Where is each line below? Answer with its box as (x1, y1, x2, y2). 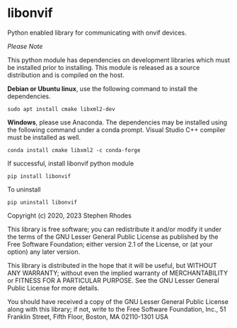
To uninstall (7, 185, 41, 194)
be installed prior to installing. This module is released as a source (7, 63, 200, 71)
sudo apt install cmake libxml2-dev (7, 105, 115, 112)
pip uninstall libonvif (7, 199, 78, 206)
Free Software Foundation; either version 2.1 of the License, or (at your (7, 240, 213, 248)
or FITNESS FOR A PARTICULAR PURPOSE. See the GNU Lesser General (7, 276, 219, 284)
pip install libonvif (7, 172, 71, 180)
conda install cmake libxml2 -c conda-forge (7, 146, 141, 153)
